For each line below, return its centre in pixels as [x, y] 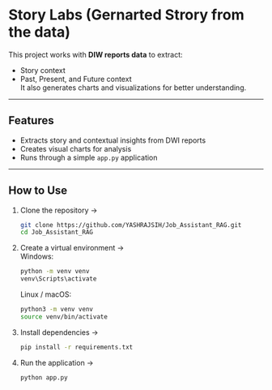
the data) [40, 32]
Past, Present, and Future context [76, 79]
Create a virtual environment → [72, 248]
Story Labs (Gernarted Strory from [126, 15]
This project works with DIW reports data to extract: [96, 54]
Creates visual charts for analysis [76, 148]
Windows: [37, 256]
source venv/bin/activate [64, 317]
